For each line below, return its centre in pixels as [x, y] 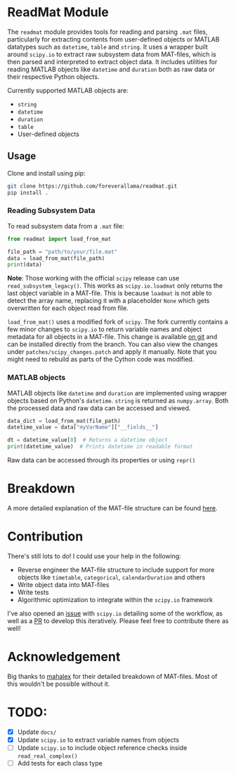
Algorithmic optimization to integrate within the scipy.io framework [115, 599]
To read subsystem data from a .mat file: [66, 226]
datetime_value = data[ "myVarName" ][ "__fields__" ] [83, 427]
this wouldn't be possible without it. [59, 684]
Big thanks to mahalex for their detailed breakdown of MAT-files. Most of [112, 676]
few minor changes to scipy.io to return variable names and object [105, 329]
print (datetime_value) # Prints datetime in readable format [100, 447]
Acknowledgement [64, 657]
